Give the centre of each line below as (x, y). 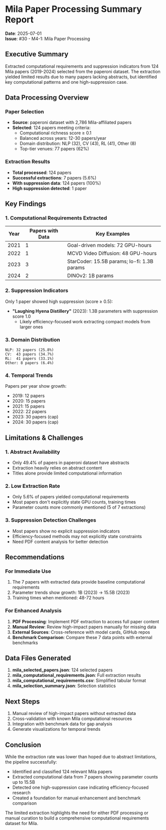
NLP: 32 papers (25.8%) (30, 350)
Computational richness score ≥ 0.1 (56, 133)
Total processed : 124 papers (42, 173)
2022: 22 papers (29, 412)
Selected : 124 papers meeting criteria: (51, 128)
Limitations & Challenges (44, 438)
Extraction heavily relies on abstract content (57, 468)
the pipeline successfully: (31, 762)
